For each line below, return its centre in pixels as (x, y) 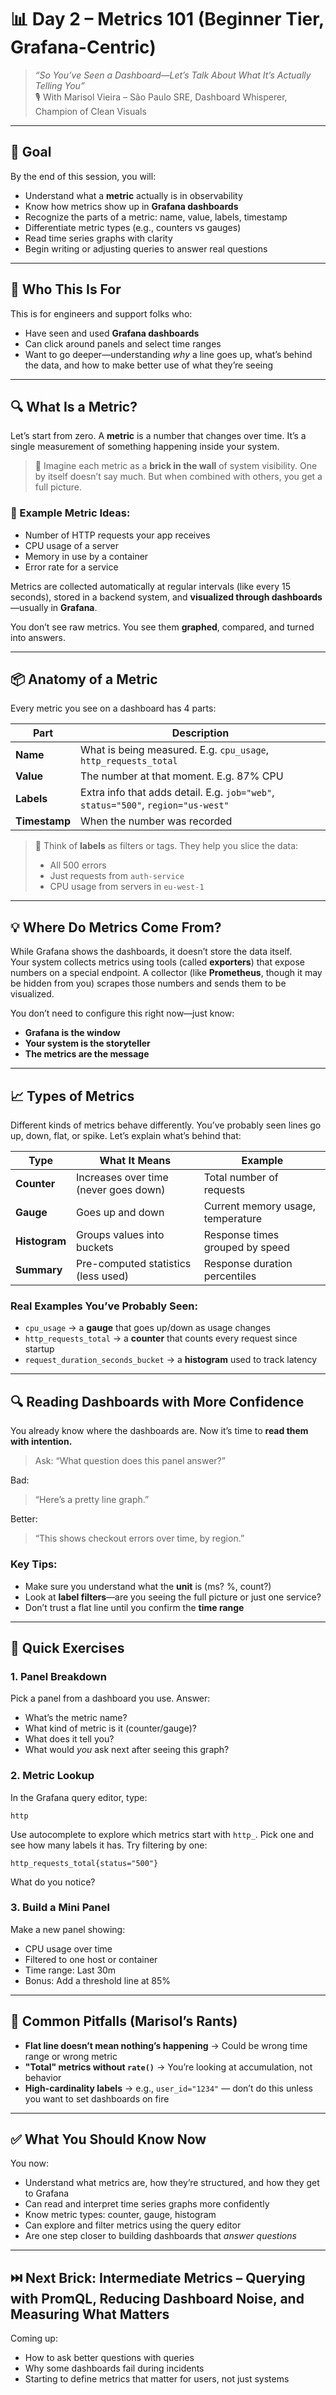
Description (200, 733)
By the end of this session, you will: (83, 176)
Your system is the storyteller (87, 1043)
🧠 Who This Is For (66, 289)
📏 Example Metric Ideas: (70, 513)
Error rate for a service (71, 567)
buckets (95, 1248)
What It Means (135, 1161)
